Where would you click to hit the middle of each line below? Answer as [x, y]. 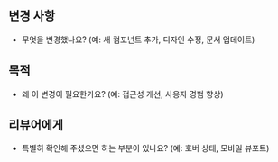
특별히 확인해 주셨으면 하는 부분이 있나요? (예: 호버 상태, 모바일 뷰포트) [145, 148]
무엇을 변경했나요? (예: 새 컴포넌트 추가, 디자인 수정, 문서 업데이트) [138, 40]
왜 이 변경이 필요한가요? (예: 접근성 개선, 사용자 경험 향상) [122, 94]
